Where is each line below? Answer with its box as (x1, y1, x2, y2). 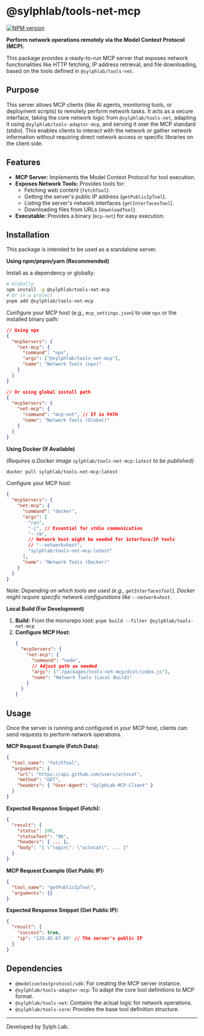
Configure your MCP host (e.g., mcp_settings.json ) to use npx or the (6, 308, 177, 316)
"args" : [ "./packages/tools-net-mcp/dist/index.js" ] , (31, 669, 171, 675)
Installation (6, 230, 50, 240)
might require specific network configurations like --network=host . (6, 593, 172, 601)
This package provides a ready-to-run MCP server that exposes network (6, 54, 188, 61)
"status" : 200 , (17, 828, 56, 834)
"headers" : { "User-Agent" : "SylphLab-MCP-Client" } (17, 782, 154, 789)
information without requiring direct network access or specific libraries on (6, 133, 194, 140)
